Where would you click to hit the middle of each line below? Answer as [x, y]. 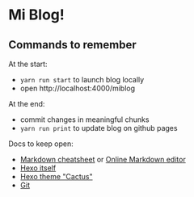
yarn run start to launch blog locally [82, 80]
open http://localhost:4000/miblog [78, 88]
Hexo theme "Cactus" [56, 176]
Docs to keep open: [41, 144]
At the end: [27, 104]
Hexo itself [38, 168]
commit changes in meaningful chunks [84, 119]
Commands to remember [73, 45]
